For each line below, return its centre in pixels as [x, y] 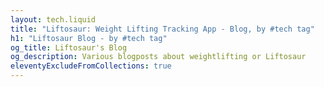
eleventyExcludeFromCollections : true [91, 66]
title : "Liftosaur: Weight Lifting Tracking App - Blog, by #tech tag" [162, 29]
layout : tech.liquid [53, 19]
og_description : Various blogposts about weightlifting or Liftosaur [158, 57]
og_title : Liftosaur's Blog [69, 47]
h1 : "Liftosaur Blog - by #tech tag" [89, 38]
